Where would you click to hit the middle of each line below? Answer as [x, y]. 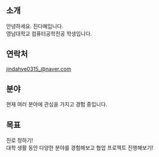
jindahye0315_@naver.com [39, 69]
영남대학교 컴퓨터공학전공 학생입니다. [49, 33]
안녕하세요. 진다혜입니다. [35, 26]
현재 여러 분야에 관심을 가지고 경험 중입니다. [57, 104]
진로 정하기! [20, 140]
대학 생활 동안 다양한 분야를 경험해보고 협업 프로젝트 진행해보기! [80, 148]
